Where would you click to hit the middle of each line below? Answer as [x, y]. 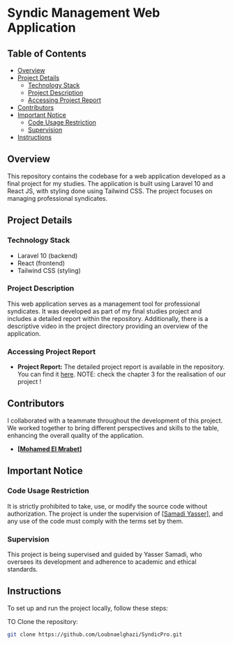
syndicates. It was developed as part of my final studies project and [105, 311]
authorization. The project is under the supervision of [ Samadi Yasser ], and [115, 513]
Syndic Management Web [84, 13]
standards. [23, 569]
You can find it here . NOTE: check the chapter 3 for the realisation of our [121, 374]
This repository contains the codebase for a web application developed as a [116, 176]
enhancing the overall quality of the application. [76, 435]
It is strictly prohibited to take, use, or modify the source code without [107, 506]
